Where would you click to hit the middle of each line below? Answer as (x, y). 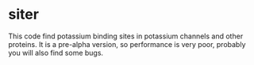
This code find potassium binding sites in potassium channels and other (126, 36)
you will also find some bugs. (56, 52)
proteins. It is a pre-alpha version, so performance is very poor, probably (127, 44)
